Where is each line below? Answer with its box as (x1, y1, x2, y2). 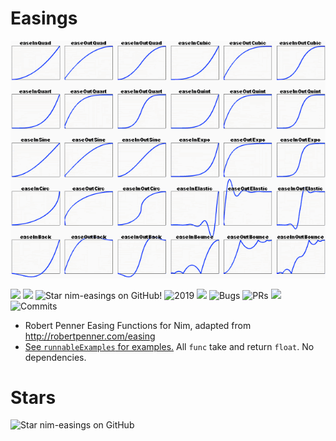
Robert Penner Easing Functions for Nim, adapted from (24, 319, 252, 331)
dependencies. (24, 351, 87, 363)
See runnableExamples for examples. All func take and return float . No (24, 340, 315, 352)
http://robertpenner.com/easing (24, 330, 156, 342)
